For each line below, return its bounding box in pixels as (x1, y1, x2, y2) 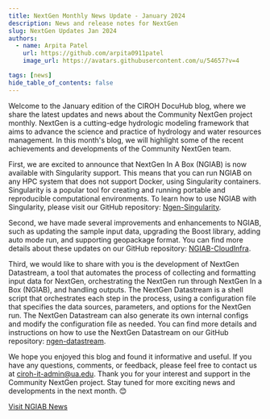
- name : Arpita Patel (15, 42, 89, 50)
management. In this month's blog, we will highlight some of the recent (8, 135, 244, 145)
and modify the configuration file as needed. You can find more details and (8, 319, 257, 329)
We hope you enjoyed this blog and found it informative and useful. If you (8, 351, 252, 361)
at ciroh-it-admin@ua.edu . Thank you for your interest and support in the (8, 368, 251, 379)
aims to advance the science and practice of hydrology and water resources (8, 127, 262, 136)
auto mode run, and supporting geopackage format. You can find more (8, 234, 243, 244)
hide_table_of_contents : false (8, 78, 114, 87)
